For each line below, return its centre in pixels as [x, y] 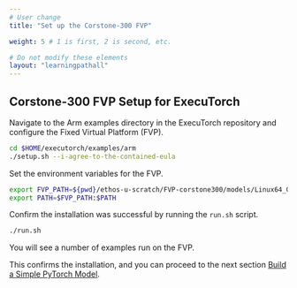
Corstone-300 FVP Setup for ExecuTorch [125, 101]
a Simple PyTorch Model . [54, 274]
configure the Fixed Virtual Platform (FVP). [86, 132]
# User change [35, 17]
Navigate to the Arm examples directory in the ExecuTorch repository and [143, 122]
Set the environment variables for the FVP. [86, 173]
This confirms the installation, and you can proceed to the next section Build [148, 265]
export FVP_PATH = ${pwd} [53, 189]
